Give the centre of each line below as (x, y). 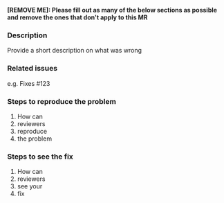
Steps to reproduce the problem (62, 101)
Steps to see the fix (40, 157)
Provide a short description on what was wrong (75, 51)
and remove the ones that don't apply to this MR (77, 17)
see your (30, 186)
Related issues (32, 69)
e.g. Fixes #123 (29, 83)
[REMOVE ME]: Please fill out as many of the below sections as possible (112, 10)
